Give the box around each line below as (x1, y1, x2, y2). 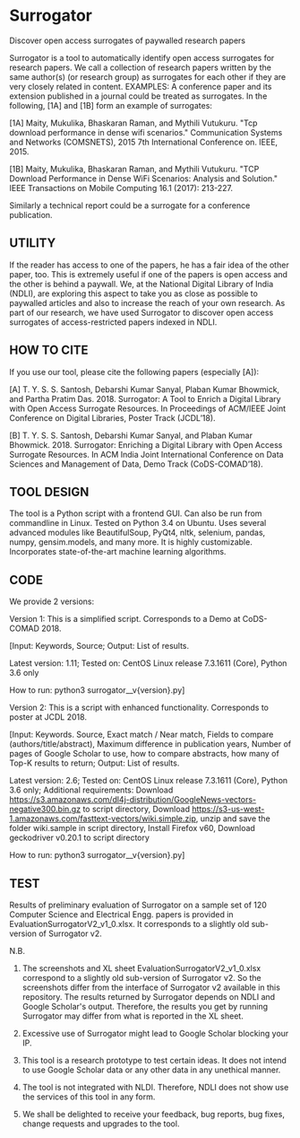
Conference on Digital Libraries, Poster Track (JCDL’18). (9, 412, 217, 423)
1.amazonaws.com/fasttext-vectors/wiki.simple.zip (9, 813, 197, 824)
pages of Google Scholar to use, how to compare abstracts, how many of (9, 748, 279, 759)
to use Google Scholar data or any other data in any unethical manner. (21, 1064, 281, 1075)
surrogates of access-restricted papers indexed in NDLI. (9, 316, 218, 328)
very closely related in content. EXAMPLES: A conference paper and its (9, 81, 272, 92)
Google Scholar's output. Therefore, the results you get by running (21, 1002, 269, 1011)
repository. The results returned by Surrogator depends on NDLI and (21, 992, 276, 1002)
